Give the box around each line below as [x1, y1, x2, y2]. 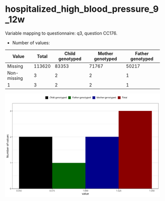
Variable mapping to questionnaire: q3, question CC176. [5, 30, 118, 36]
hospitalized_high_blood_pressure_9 [5, 3, 159, 15]
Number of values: [12, 39, 50, 45]
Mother [98, 51, 113, 57]
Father [135, 51, 149, 57]
